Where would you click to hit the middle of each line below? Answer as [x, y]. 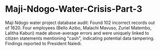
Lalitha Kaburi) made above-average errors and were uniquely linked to [77, 33]
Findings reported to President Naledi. [44, 43]
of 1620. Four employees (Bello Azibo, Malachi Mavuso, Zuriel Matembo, [78, 27]
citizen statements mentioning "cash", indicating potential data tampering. [80, 38]
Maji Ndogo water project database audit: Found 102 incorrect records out [80, 23]
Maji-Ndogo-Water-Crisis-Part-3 [74, 9]
